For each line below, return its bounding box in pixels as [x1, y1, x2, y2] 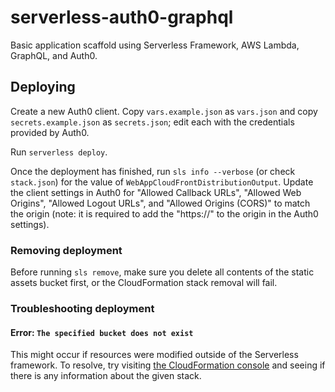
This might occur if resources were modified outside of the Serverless [10, 349, 299, 361]
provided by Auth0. [10, 126, 90, 138]
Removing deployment [10, 243, 123, 257]
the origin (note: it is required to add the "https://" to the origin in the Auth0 [10, 207, 319, 220]
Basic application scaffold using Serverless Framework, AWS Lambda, [10, 39, 300, 51]
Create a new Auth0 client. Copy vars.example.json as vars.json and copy [10, 105, 318, 117]
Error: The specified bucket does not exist [10, 326, 194, 338]
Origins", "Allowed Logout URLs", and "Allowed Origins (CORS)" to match [10, 197, 311, 209]
